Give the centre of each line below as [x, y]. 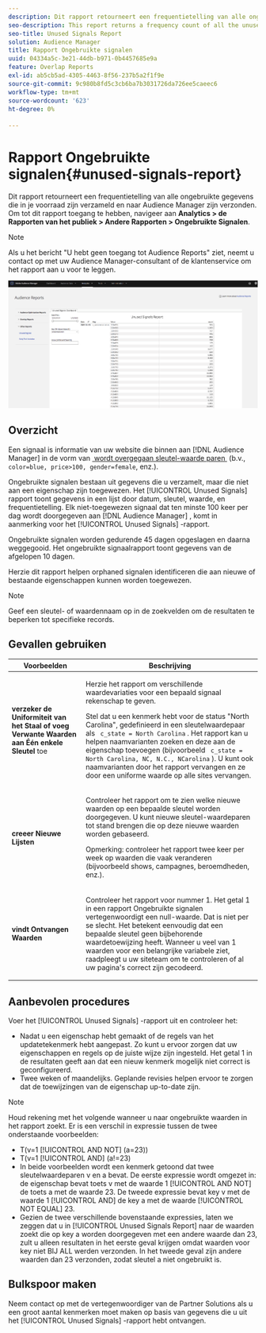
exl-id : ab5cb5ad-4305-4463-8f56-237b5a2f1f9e [86, 75]
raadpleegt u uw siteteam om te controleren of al [165, 959]
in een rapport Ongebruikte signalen [144, 908]
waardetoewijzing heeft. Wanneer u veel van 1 [161, 942]
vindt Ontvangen [40, 929]
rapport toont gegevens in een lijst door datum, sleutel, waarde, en [117, 498]
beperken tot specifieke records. [61, 619]
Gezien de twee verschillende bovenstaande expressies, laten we [126, 1217]
